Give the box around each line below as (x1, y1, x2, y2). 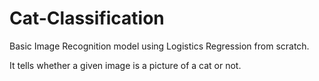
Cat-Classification (9, 7, 165, 30)
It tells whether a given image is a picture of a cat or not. (9, 59, 242, 71)
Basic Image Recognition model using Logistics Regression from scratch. (9, 40, 310, 52)
